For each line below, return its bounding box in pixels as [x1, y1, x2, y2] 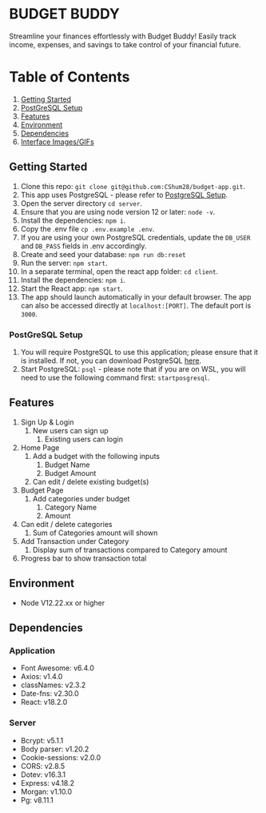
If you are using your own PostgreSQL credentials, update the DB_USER [20, 232, 251, 242]
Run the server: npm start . [20, 258, 108, 268]
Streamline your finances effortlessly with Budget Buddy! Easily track [9, 31, 236, 41]
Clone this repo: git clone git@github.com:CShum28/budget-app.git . [20, 181, 246, 191]
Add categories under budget [32, 493, 130, 503]
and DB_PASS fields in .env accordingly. [20, 241, 147, 251]
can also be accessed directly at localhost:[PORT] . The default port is [20, 300, 252, 310]
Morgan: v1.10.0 [20, 787, 73, 796]
